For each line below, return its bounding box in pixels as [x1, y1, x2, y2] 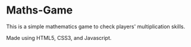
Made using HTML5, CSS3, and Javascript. [6, 34, 112, 41]
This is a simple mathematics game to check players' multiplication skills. [6, 23, 186, 30]
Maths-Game [6, 4, 73, 17]
